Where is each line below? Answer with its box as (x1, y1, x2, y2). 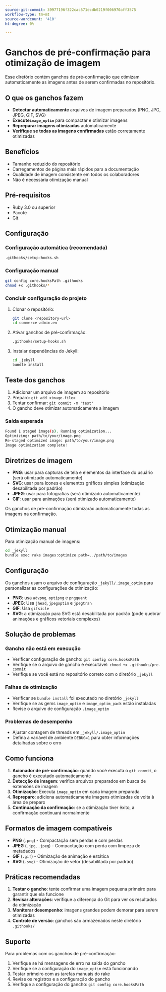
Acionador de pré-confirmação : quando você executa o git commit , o (12, 767, 157, 773)
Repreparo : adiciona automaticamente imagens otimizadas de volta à (12, 794, 155, 800)
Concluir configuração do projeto (5, 295, 87, 302)
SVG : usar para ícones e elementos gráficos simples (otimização (12, 480, 145, 486)
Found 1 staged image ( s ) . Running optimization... (5, 429, 112, 434)
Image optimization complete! (5, 443, 68, 448)
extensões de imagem (12, 783, 58, 789)
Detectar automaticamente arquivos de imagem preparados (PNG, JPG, (12, 107, 161, 112)
